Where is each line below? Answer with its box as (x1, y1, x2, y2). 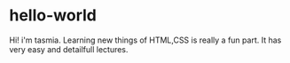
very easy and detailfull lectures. (9, 43, 129, 54)
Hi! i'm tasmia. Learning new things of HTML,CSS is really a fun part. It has (9, 35, 282, 45)
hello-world (9, 5, 98, 26)
